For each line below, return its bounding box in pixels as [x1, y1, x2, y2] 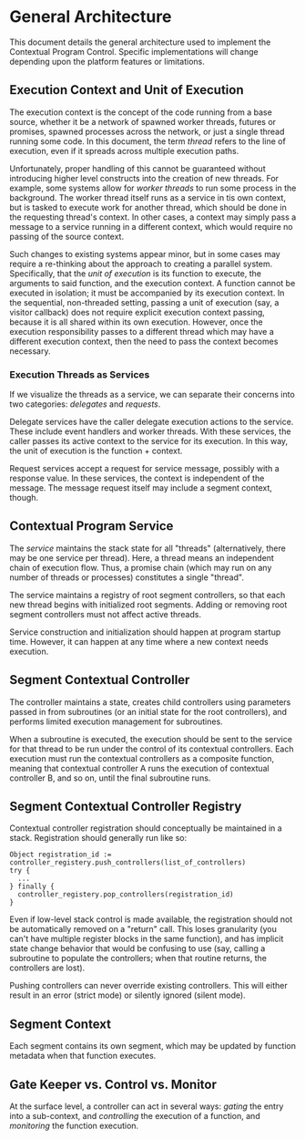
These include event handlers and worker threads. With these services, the [9, 426, 291, 437]
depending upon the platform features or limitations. [9, 56, 205, 67]
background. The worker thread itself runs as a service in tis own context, [9, 192, 287, 202]
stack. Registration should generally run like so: [9, 833, 188, 844]
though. [9, 492, 39, 503]
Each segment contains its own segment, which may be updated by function [9, 1041, 296, 1052]
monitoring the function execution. [9, 1120, 139, 1132]
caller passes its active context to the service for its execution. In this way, [9, 436, 289, 447]
